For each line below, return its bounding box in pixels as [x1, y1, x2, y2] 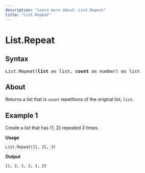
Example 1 [5, 111, 38, 120]
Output [5, 154, 21, 160]
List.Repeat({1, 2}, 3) [5, 144, 56, 150]
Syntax [5, 55, 29, 63]
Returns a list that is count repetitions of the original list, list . [5, 96, 134, 102]
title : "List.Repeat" [5, 12, 52, 17]
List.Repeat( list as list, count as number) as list [5, 68, 140, 74]
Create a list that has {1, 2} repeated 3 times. [5, 125, 99, 131]
